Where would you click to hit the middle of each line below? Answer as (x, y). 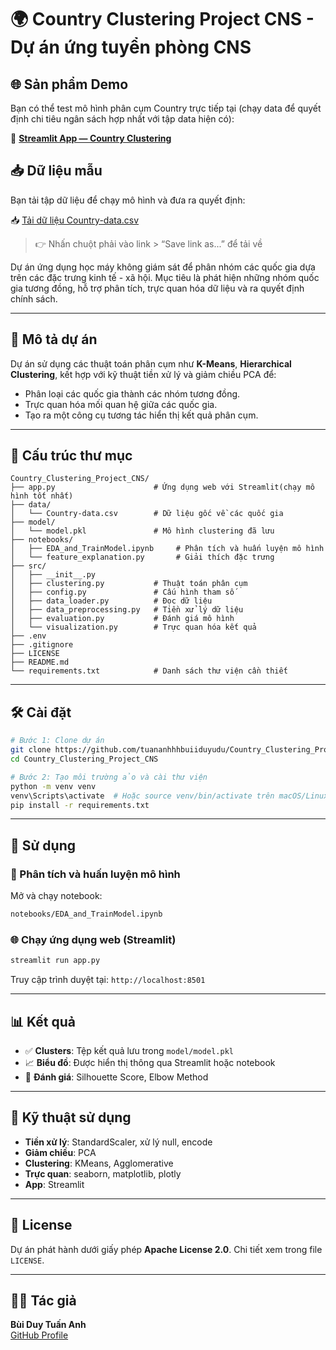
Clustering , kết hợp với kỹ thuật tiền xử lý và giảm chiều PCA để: (143, 374)
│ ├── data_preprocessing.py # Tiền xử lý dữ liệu (127, 610)
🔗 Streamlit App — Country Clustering (91, 138)
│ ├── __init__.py (53, 575)
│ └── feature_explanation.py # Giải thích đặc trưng (142, 557)
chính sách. (34, 298)
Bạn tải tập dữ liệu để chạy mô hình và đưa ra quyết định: (128, 200)
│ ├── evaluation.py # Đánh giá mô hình (122, 619)
